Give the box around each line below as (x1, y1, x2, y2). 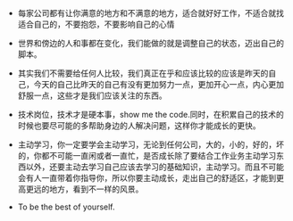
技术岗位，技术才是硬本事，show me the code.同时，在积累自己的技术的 (17, 110, 284, 119)
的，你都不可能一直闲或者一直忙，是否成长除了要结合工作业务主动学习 (17, 151, 277, 160)
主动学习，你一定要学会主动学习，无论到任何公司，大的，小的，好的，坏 (17, 139, 284, 150)
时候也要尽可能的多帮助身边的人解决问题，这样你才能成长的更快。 (17, 120, 261, 131)
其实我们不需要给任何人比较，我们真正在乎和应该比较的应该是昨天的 (17, 68, 269, 78)
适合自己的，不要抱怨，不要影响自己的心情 (17, 19, 175, 29)
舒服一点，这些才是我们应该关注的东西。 (17, 90, 167, 101)
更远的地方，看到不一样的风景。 (25, 184, 144, 194)
